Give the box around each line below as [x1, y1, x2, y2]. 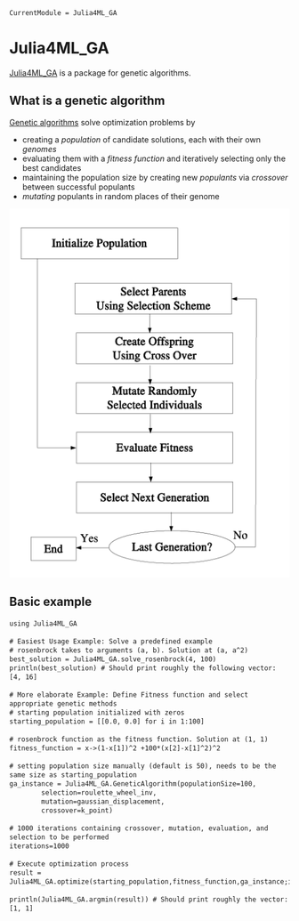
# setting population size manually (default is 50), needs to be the [9, 761, 277, 771]
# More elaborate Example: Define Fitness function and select [9, 690, 249, 699]
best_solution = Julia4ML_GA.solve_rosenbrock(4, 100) [9, 654, 217, 664]
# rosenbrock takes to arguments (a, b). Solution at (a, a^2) [9, 645, 249, 655]
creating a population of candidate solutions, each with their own [21, 133, 261, 145]
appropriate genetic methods [9, 699, 117, 708]
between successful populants [21, 182, 135, 192]
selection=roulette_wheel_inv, [41, 788, 158, 797]
